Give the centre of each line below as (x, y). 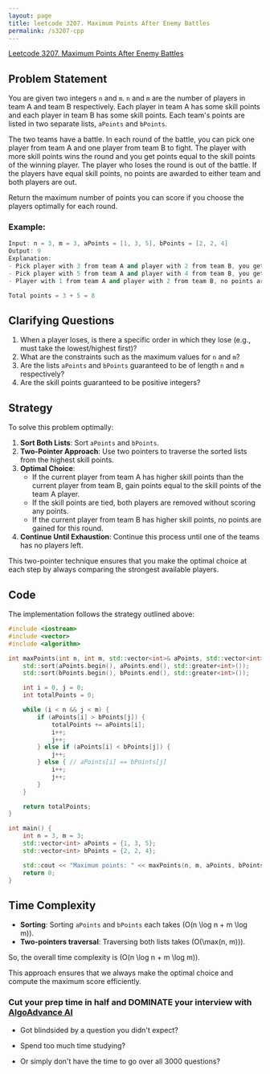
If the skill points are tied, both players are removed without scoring (143, 502)
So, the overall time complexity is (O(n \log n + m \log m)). (104, 957)
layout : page (30, 16)
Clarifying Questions (61, 321)
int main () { (30, 829)
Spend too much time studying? (73, 1045)
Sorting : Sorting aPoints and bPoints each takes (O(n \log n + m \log (133, 924)
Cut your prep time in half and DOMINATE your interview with (130, 1002)
